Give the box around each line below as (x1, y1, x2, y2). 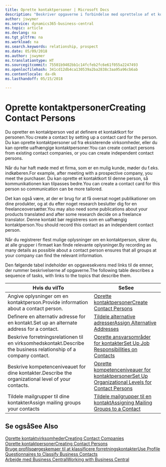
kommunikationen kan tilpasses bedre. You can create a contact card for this (5, 180, 160, 186)
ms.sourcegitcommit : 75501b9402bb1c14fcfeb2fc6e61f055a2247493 (5, 62, 138, 67)
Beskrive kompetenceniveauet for (7, 363, 86, 370)
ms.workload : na (5, 40, 39, 45)
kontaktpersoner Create (93, 299, 148, 306)
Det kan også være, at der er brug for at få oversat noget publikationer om (5, 195, 156, 201)
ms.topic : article (5, 26, 43, 31)
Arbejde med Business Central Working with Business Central (5, 456, 129, 462)
